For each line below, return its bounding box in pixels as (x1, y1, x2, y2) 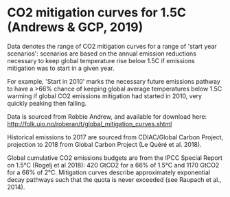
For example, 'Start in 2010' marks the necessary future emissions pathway (7, 77, 221, 85)
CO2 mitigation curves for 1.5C (7, 5, 187, 21)
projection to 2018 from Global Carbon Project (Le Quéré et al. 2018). (7, 140, 202, 148)
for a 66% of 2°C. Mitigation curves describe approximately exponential (7, 168, 211, 176)
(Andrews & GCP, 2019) (7, 19, 143, 35)
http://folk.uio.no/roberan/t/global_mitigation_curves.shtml (7, 119, 172, 128)
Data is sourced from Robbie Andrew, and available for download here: (7, 112, 207, 121)
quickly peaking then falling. (7, 99, 87, 107)
